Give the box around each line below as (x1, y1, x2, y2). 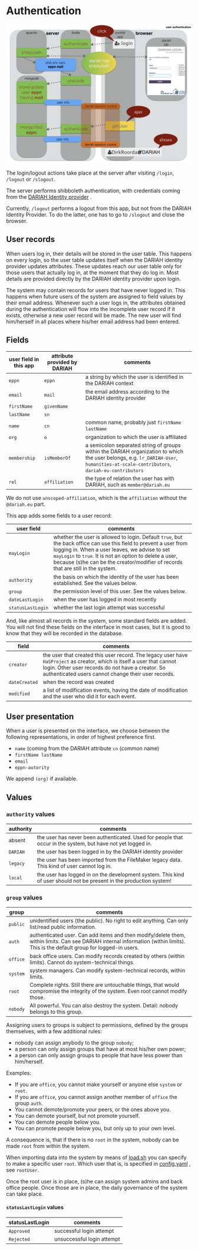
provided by (47, 359, 78, 366)
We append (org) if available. (6, 775, 78, 783)
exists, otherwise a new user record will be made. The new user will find (6, 312, 181, 319)
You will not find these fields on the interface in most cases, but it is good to (6, 623, 190, 630)
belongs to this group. (29, 1008, 83, 1016)
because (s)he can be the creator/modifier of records (53, 559, 183, 566)
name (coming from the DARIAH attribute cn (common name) (14, 745, 160, 752)
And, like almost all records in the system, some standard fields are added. (6, 617, 187, 624)
